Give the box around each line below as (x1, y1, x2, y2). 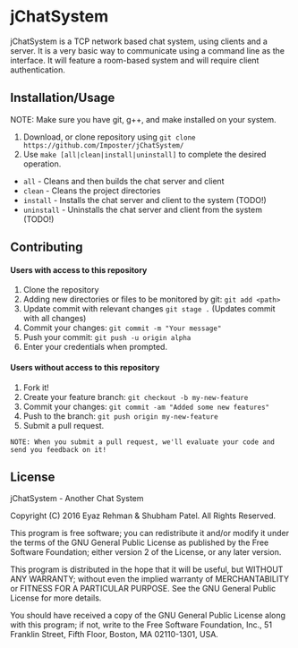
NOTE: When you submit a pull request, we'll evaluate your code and (10, 437, 276, 447)
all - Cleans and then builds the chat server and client (22, 175, 225, 186)
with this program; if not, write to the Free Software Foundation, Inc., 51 (10, 619, 272, 630)
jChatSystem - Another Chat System (10, 493, 144, 504)
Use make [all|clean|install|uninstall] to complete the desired (22, 149, 267, 159)
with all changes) (22, 313, 87, 324)
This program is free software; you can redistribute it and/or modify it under (10, 528, 290, 539)
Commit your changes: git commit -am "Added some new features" (22, 401, 270, 412)
